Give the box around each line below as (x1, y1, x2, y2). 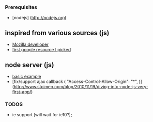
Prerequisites (5, 4, 37, 11)
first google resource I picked (12, 47, 71, 53)
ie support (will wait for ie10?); (12, 112, 72, 118)
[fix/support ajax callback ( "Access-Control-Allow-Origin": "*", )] (12, 79, 142, 84)
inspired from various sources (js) (5, 28, 110, 37)
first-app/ (12, 89, 31, 95)
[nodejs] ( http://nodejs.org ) (12, 15, 67, 21)
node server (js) (5, 61, 54, 69)
